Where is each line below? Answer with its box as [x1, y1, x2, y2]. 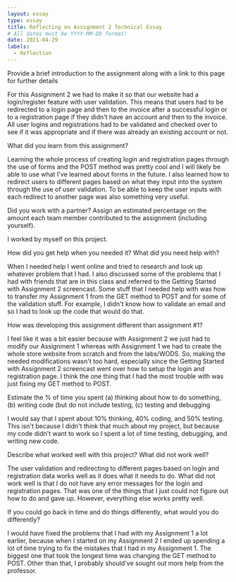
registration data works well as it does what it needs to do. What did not [7, 471, 216, 480]
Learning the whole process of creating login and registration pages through [7, 154, 229, 163]
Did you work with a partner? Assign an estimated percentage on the [7, 206, 207, 214]
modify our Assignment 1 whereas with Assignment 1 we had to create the [7, 341, 222, 350]
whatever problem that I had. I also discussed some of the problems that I [7, 269, 221, 278]
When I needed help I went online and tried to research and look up [7, 262, 203, 270]
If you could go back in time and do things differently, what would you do [7, 507, 220, 516]
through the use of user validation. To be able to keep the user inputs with [7, 185, 222, 193]
